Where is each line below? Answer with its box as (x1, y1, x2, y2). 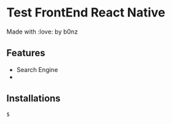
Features (6, 47, 45, 59)
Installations (6, 92, 61, 104)
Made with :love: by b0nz (6, 27, 78, 36)
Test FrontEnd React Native (6, 5, 166, 21)
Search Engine (16, 65, 58, 73)
